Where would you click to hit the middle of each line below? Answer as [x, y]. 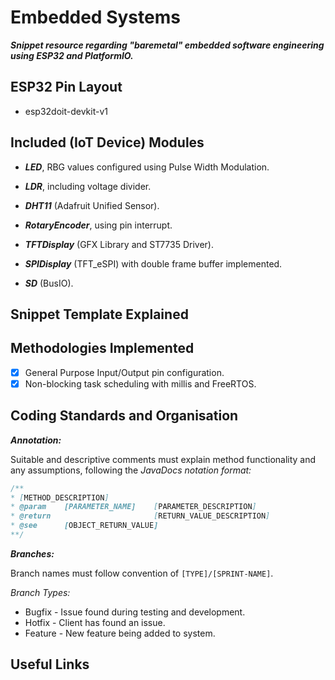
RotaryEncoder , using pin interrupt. [98, 225]
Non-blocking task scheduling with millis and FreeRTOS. [140, 383]
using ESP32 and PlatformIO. [72, 55]
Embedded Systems [95, 17]
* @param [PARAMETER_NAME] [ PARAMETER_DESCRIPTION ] [133, 507]
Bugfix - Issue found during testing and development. [135, 612]
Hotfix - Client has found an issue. [95, 622]
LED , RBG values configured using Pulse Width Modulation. [147, 167]
